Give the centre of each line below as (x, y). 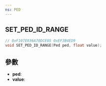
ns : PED (13, 10)
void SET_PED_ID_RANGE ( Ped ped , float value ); (53, 45)
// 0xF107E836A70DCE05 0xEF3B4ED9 (40, 41)
